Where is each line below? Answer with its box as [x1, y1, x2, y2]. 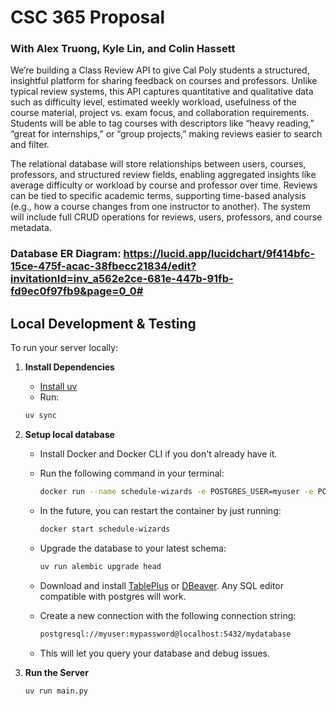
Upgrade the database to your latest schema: [39, 542, 227, 554]
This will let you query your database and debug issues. [39, 647, 271, 659]
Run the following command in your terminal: [39, 467, 225, 480]
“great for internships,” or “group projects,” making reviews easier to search [10, 128, 323, 140]
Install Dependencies [24, 361, 115, 373]
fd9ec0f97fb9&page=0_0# [10, 284, 144, 298]
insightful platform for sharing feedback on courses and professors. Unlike [10, 75, 318, 87]
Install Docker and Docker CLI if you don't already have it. [39, 448, 278, 460]
